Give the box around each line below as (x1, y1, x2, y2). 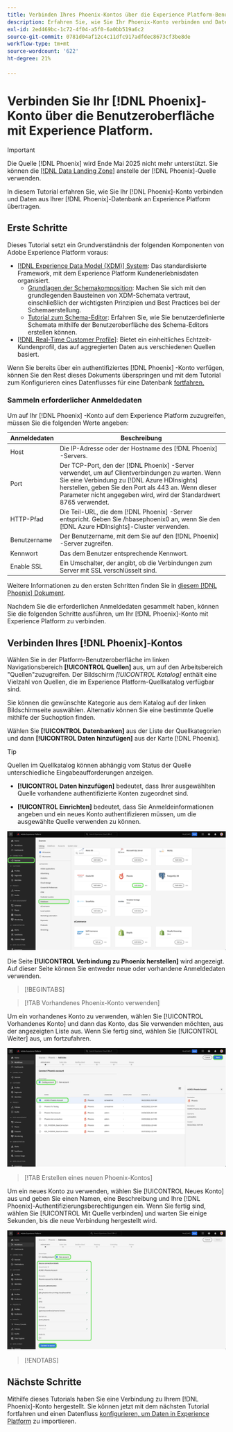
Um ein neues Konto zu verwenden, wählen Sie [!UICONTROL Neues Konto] (7, 1187, 224, 1195)
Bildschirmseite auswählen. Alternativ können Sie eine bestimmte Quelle (7, 706, 214, 714)
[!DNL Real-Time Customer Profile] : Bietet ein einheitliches (17, 335, 185, 344)
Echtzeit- (186, 335, 212, 344)
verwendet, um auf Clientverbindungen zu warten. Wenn (60, 469, 221, 477)
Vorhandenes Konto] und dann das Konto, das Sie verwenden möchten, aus (7, 1019, 224, 1027)
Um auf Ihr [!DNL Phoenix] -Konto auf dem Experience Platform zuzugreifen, (7, 411, 226, 419)
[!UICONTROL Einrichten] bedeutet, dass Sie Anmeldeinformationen (17, 802, 214, 811)
